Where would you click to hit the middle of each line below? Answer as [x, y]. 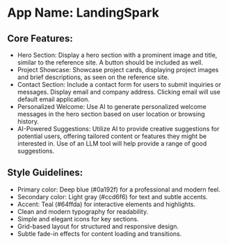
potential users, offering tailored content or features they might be [112, 136]
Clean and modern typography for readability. [83, 211]
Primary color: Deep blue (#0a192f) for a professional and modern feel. [119, 189]
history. [28, 121]
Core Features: [40, 39]
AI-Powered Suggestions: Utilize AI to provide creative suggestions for [118, 129]
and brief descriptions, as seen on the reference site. [93, 77]
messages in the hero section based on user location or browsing [111, 114]
